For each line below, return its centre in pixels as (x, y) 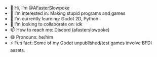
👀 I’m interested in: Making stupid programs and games (68, 13)
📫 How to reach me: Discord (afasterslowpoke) (60, 30)
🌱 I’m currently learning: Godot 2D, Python (54, 19)
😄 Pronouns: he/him (31, 37)
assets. (17, 50)
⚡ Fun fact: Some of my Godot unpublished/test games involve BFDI (81, 43)
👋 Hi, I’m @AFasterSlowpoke (40, 8)
